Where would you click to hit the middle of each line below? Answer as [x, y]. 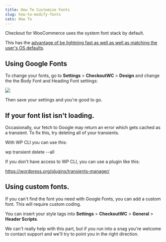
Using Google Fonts [36, 63]
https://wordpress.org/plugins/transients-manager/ [57, 171]
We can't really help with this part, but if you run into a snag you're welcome [83, 229]
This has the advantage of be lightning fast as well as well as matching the [81, 43]
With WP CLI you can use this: [36, 142]
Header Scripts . [22, 219]
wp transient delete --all [30, 152]
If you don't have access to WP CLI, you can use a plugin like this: [73, 161]
